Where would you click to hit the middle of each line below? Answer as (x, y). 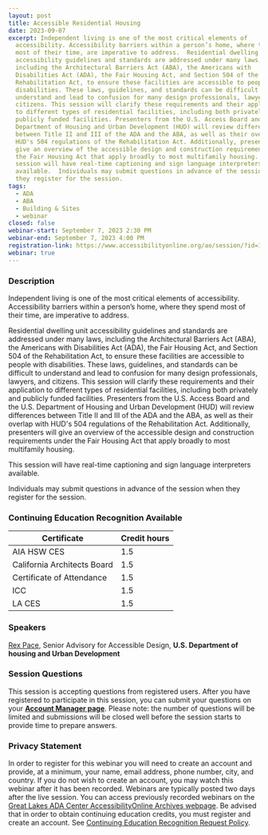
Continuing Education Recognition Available (95, 518)
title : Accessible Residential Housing (75, 23)
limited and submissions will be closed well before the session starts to (125, 717)
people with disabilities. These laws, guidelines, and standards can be (123, 364)
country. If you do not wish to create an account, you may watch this (121, 780)
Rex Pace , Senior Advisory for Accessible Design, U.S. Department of (123, 645)
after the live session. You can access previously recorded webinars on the (132, 798)
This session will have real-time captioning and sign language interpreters (130, 464)
